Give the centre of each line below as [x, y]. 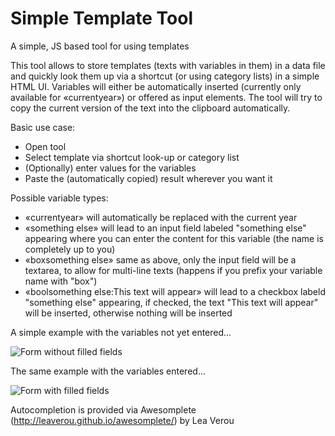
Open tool [45, 146]
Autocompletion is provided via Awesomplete [103, 409]
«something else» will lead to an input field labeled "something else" [165, 228]
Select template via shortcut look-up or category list [132, 157]
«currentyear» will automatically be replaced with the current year [161, 217]
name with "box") [61, 281]
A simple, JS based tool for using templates [100, 46]
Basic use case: [43, 127]
